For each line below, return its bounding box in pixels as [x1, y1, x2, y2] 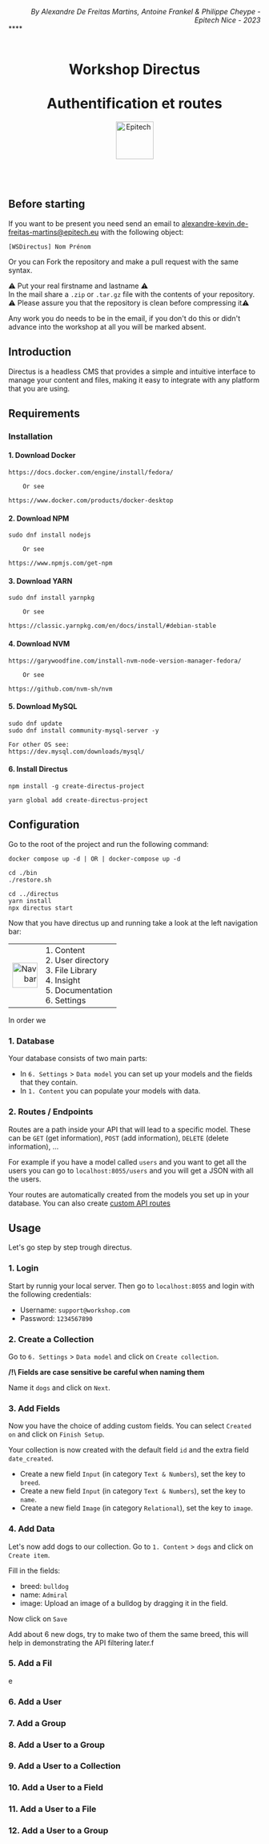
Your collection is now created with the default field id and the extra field [8, 1445, 250, 1455]
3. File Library [45, 964, 98, 975]
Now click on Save [8, 1614, 68, 1623]
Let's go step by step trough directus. [8, 1242, 132, 1252]
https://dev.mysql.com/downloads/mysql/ [8, 748, 146, 756]
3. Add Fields [8, 1403, 61, 1414]
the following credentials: [8, 1289, 92, 1299]
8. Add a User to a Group [8, 1739, 106, 1750]
